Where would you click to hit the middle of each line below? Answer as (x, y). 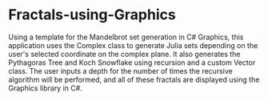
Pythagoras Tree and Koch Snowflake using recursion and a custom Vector (132, 63)
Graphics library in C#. (45, 88)
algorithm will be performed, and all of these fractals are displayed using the (134, 79)
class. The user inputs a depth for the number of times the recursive (121, 71)
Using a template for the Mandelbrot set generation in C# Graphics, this (126, 37)
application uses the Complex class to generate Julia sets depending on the (133, 45)
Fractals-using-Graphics (92, 15)
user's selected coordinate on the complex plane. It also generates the (124, 54)
